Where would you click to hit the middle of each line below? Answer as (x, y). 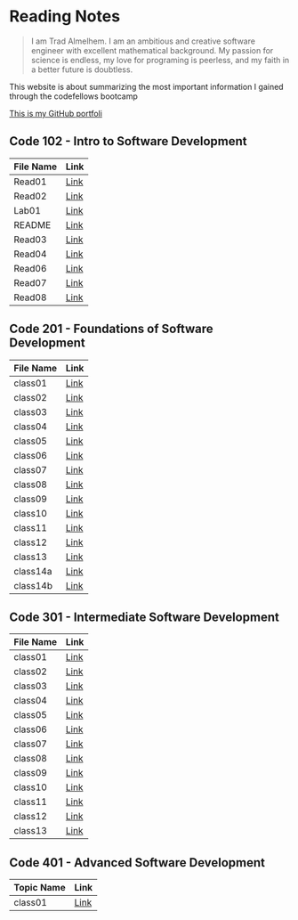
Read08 (30, 297)
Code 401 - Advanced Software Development (137, 863)
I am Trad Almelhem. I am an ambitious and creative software (143, 41)
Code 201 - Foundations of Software (111, 329)
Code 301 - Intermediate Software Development (145, 617)
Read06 (30, 268)
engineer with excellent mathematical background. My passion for (152, 50)
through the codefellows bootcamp (73, 96)
